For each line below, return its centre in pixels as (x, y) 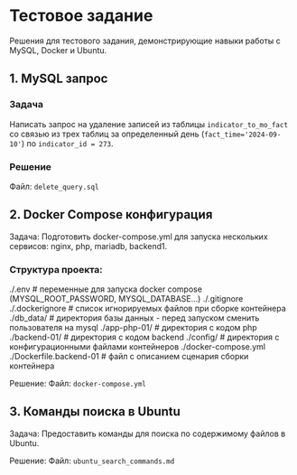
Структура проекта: (56, 269)
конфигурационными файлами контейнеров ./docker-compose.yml (138, 347)
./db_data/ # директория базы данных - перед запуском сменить (135, 318)
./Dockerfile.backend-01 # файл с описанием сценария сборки (129, 357)
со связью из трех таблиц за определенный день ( (107, 134)
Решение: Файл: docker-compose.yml (78, 384)
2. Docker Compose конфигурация (111, 214)
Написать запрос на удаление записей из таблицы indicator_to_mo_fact (149, 124)
